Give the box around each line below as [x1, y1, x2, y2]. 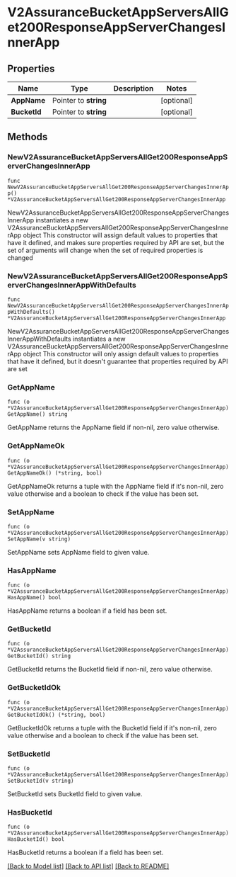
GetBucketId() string [7, 652, 71, 660]
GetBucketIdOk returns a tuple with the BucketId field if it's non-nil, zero [7, 723, 217, 732]
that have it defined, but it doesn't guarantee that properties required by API [7, 357, 228, 366]
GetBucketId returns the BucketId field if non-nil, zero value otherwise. [7, 665, 213, 674]
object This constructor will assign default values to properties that [23, 231, 218, 239]
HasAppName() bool [7, 594, 61, 601]
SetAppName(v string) [7, 536, 71, 543]
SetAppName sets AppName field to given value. [7, 548, 150, 556]
